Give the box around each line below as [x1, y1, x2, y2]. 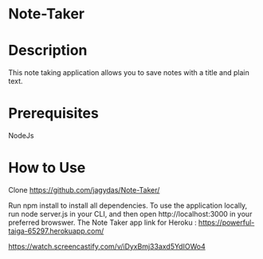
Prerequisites [8, 105, 100, 122]
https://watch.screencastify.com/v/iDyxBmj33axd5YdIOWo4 [8, 241, 206, 251]
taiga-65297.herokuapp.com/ [8, 226, 104, 236]
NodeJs [8, 131, 34, 141]
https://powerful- [198, 217, 255, 227]
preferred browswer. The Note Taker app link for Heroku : [8, 217, 197, 227]
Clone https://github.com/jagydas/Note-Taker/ [8, 185, 160, 194]
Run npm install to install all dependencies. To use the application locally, [8, 201, 248, 210]
